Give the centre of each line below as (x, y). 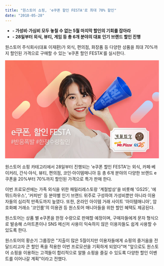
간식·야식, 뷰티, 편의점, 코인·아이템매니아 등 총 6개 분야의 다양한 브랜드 (86, 172)
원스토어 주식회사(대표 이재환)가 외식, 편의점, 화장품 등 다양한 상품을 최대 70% (80, 47)
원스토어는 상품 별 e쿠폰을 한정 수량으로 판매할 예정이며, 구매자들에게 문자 (75, 218)
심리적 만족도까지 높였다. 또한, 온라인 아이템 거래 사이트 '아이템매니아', (85, 201)
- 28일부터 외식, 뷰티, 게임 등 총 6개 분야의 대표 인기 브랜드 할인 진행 (76, 37)
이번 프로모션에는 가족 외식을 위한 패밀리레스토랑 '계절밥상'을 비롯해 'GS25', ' (79, 189)
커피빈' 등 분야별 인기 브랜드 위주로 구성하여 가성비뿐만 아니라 (88, 195)
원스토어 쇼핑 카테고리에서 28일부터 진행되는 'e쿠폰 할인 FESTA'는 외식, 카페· (78, 167)
